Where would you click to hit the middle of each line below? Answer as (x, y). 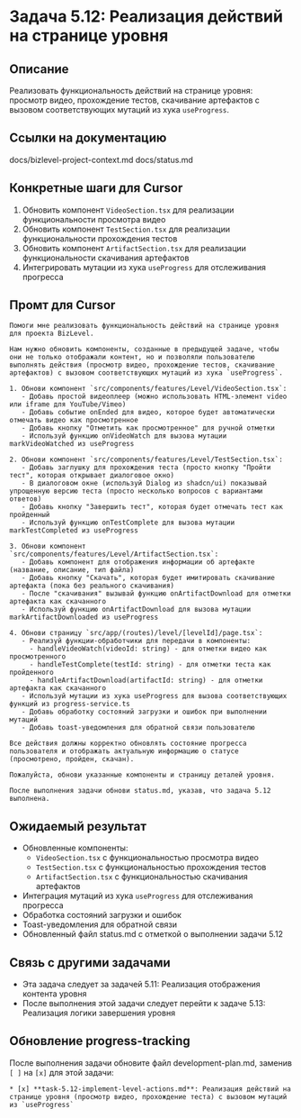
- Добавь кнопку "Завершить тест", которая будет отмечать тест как (152, 507)
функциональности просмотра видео (94, 219)
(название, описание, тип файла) (72, 570)
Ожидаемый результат (78, 826)
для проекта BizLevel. (52, 334)
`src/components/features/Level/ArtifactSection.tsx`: (114, 554)
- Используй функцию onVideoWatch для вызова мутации (124, 436)
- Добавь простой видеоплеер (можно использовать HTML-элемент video (154, 397)
